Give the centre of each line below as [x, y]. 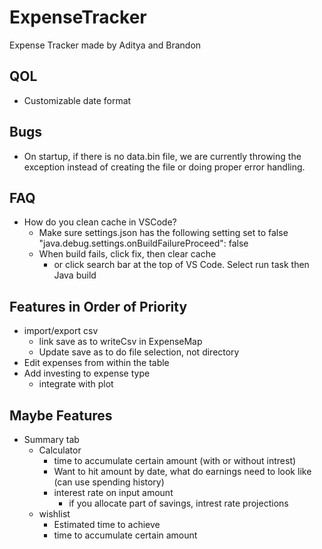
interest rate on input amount [113, 492]
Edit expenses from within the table [96, 363]
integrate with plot [76, 384]
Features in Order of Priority [98, 306]
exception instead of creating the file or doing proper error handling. [164, 167]
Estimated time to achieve [107, 524]
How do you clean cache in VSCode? [100, 222]
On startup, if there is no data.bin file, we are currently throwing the [162, 156]
